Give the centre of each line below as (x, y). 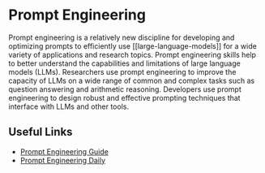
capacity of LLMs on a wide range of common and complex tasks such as (132, 80)
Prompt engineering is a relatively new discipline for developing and (122, 37)
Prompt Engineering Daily (63, 160)
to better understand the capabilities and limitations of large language (124, 63)
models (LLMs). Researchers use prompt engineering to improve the (122, 71)
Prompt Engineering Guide (64, 151)
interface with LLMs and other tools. (69, 106)
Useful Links (41, 132)
